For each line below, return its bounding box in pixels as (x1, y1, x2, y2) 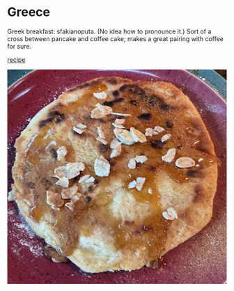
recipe (7, 55, 26, 63)
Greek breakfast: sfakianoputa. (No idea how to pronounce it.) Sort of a (7, 27, 212, 36)
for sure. (7, 42, 32, 50)
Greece (7, 4, 51, 20)
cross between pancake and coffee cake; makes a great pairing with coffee (7, 34, 224, 42)
